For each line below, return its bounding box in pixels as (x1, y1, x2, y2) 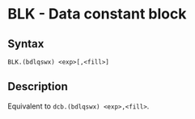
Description (7, 80, 68, 93)
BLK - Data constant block (7, 5, 187, 23)
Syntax (7, 37, 45, 51)
